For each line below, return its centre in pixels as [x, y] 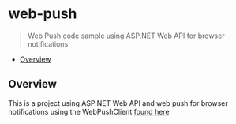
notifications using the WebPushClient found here [89, 111]
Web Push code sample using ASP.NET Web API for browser [126, 36]
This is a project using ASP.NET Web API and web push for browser [118, 103]
